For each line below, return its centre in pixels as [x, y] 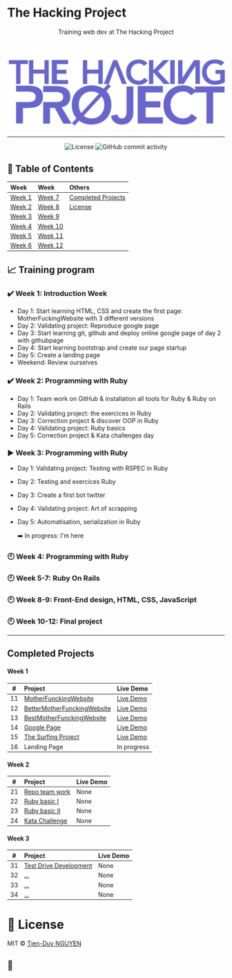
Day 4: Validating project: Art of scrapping [77, 508]
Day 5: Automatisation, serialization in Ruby [79, 521]
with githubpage [40, 341]
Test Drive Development [58, 866]
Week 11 [50, 236]
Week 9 [49, 216]
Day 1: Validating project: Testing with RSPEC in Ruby [93, 468]
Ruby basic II [42, 811]
